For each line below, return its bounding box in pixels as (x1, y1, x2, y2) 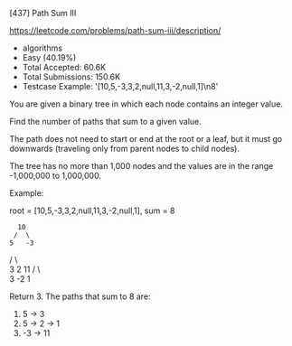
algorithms (22, 42, 63, 53)
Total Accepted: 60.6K (22, 62, 107, 72)
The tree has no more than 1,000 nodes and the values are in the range (9, 161, 274, 171)
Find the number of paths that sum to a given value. (9, 117, 202, 126)
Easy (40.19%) (22, 52, 77, 62)
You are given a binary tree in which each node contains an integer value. (9, 98, 283, 109)
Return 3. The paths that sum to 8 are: (9, 291, 151, 302)
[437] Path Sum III (9, 8, 77, 18)
